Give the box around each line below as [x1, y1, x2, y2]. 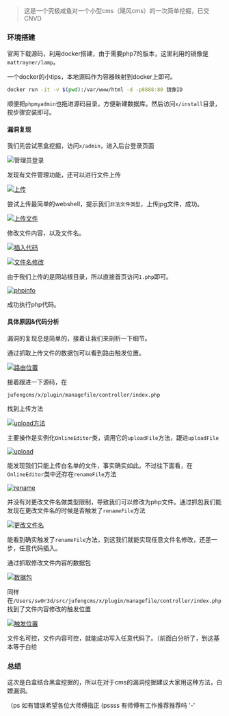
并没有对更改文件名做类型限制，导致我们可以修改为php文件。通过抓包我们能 [7, 497, 222, 506]
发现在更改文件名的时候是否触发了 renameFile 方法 [7, 506, 146, 515]
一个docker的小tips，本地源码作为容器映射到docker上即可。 [7, 73, 176, 81]
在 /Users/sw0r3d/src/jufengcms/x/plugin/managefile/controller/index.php [7, 596, 221, 604]
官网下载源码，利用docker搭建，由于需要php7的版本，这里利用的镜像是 [7, 49, 209, 58]
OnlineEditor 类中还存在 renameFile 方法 [7, 469, 117, 478]
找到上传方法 [7, 404, 43, 412]
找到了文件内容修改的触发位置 [7, 604, 91, 613]
